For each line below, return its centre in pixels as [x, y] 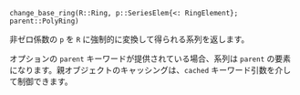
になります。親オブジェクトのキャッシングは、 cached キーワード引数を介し [150, 70]
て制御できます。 [41, 81]
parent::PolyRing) [44, 21]
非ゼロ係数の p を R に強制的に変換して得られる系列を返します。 [129, 39]
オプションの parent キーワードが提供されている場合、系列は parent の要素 [150, 58]
